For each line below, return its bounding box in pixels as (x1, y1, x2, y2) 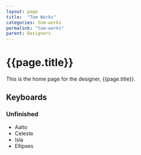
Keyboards (6, 93, 47, 103)
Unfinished (6, 110, 39, 118)
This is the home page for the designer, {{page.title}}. (6, 75, 136, 83)
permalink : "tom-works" (6, 25, 65, 31)
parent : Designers (6, 31, 51, 37)
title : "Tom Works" (6, 14, 57, 20)
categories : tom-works (6, 19, 62, 25)
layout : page (6, 8, 38, 15)
